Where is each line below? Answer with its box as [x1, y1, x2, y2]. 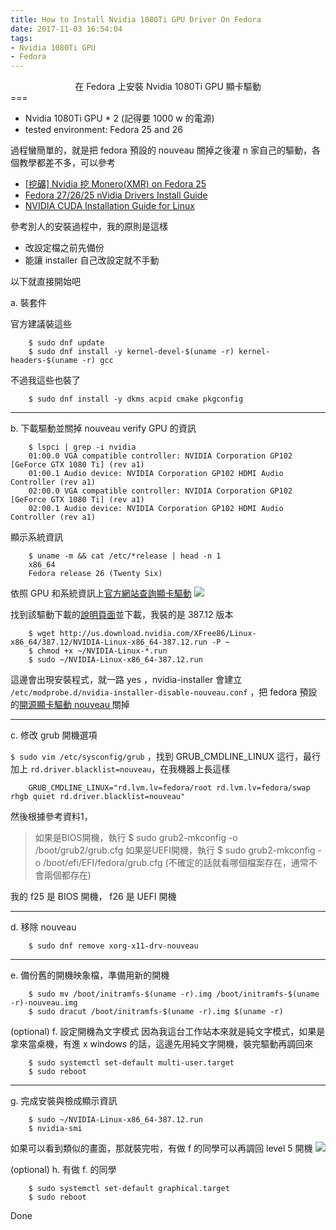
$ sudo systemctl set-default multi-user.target [28, 1058, 235, 1068]
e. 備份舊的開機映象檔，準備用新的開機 [10, 969, 170, 981]
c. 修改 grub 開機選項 [10, 729, 98, 741]
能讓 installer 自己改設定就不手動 [24, 254, 160, 266]
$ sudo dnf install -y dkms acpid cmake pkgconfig [28, 394, 244, 405]
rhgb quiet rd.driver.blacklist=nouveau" [10, 792, 186, 802]
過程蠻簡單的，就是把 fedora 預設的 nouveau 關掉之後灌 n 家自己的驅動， [10, 144, 312, 156]
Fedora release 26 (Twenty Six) [28, 569, 163, 579]
